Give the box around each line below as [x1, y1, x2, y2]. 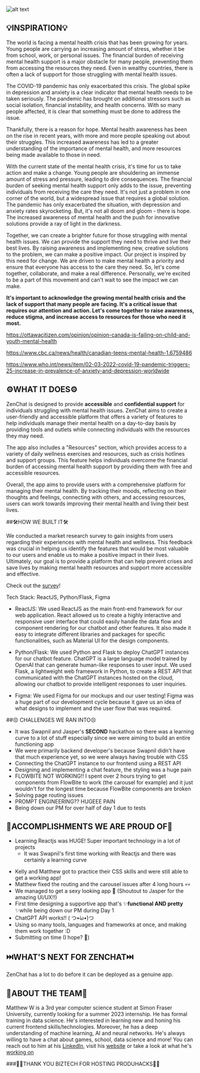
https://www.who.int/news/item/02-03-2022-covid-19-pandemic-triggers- [6, 360, 190, 368]
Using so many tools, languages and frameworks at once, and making [14, 921, 187, 928]
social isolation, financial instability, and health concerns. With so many [6, 101, 181, 108]
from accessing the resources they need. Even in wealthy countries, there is [6, 64, 193, 71]
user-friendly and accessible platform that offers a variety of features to [6, 413, 183, 420]
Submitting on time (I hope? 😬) [14, 934, 90, 941]
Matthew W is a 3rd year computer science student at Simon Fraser [6, 1004, 173, 1011]
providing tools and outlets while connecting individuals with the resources [6, 426, 190, 433]
